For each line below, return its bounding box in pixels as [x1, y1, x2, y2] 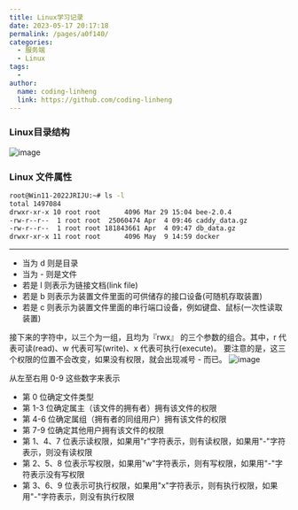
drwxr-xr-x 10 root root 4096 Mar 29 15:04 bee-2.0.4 [9, 207, 232, 217]
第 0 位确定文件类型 [21, 391, 95, 403]
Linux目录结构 [9, 126, 70, 138]
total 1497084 [9, 199, 62, 208]
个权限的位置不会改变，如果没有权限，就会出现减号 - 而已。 [9, 354, 228, 365]
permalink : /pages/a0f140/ [9, 29, 109, 38]
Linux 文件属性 [9, 170, 73, 182]
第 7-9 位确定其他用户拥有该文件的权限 [21, 425, 164, 436]
